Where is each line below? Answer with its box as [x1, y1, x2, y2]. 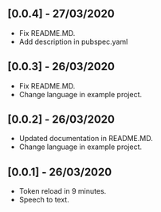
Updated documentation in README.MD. [18, 134, 153, 143]
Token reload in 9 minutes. [18, 186, 107, 196]
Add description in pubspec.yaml [18, 37, 128, 46]
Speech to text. [18, 195, 69, 205]
